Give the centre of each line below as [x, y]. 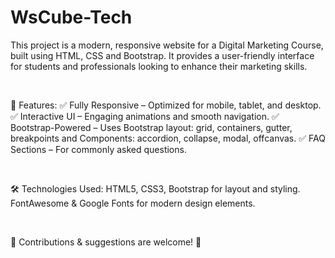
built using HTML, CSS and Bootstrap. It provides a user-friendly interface [162, 55]
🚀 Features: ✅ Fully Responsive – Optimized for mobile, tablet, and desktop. [166, 105]
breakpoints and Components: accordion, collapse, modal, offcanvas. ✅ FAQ [168, 138]
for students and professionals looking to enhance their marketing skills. [159, 66]
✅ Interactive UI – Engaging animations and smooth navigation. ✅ [145, 116]
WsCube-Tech [71, 17]
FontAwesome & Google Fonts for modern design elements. [133, 203]
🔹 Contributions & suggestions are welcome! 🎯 [106, 242]
